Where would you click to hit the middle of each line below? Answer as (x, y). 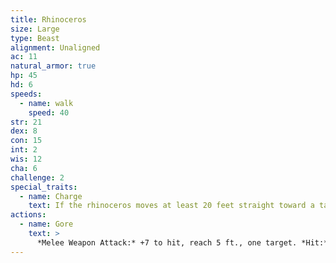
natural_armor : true (53, 66)
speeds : (26, 94)
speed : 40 (49, 112)
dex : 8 (24, 131)
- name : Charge (51, 196)
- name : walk (46, 103)
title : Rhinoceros (48, 19)
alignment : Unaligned (55, 47)
